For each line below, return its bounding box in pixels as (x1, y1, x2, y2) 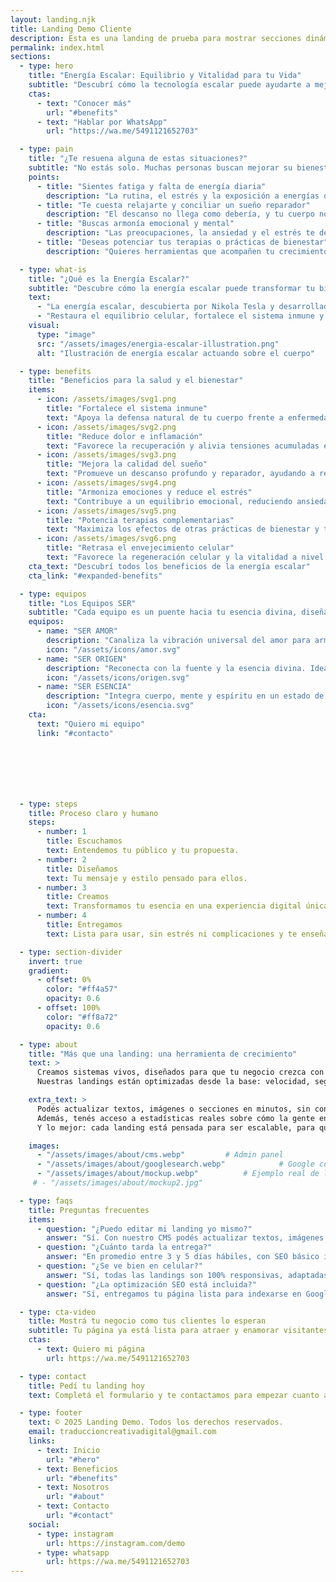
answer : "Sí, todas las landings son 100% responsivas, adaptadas (46, 1270, 329, 1280)
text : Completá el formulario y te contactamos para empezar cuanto (28, 1390, 320, 1400)
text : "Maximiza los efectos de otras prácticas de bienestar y (46, 524, 320, 535)
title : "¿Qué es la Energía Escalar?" (28, 274, 190, 284)
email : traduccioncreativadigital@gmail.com (28, 1427, 217, 1437)
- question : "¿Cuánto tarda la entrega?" (36, 1242, 213, 1253)
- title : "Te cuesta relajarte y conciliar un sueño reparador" (36, 200, 311, 210)
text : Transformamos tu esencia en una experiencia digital (46, 901, 302, 911)
